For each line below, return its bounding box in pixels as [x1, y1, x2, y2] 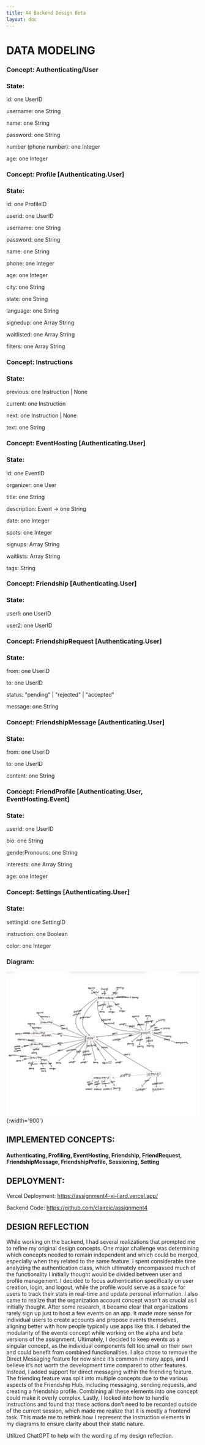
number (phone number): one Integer [6, 143, 100, 150]
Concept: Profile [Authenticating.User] [6, 170, 124, 179]
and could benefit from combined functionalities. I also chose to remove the [6, 1348, 198, 1356]
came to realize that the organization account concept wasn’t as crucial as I [6, 1296, 197, 1304]
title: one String [6, 493, 45, 500]
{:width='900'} [6, 1116, 44, 1124]
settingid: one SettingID [6, 918, 66, 926]
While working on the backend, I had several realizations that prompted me [6, 1238, 196, 1245]
